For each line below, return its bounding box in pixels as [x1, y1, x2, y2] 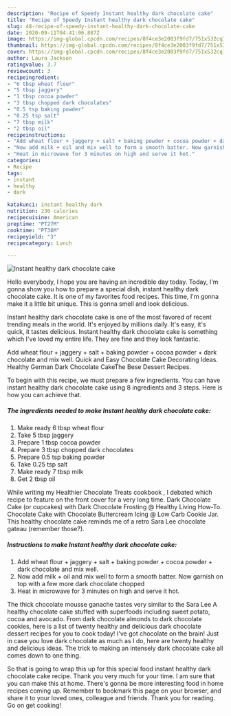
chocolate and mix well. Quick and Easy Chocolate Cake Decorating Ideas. [7, 355, 219, 364]
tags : [7, 170, 23, 177]
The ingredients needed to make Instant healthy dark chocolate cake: [7, 406, 211, 414]
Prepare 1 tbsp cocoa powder [16, 438, 101, 447]
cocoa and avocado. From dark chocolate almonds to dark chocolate [7, 615, 203, 623]
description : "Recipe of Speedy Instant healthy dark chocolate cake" [7, 10, 214, 17]
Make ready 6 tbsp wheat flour [16, 424, 105, 432]
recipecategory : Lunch [7, 240, 72, 247]
